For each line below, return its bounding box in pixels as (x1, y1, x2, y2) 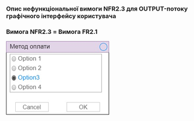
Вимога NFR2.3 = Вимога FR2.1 (6, 27, 98, 36)
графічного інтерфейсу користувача (6, 12, 116, 20)
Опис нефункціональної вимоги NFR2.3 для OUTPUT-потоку (6, 5, 188, 13)
